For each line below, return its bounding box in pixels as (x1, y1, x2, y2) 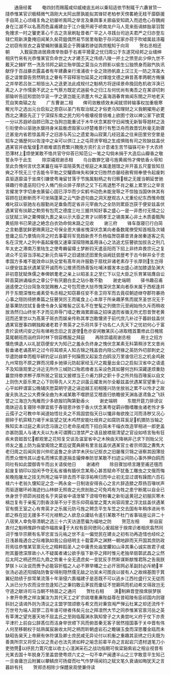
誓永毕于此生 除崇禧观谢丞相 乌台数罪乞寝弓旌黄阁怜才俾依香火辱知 (5, 157, 163, 162)
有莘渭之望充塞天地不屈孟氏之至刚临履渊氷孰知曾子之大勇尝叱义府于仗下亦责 (5, 614, 165, 619)
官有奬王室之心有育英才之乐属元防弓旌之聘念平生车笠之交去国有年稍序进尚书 (5, 505, 165, 512)
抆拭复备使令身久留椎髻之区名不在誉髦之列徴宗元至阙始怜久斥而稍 (22, 302, 160, 309)
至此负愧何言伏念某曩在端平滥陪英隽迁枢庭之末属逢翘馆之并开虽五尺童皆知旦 (5, 163, 165, 169)
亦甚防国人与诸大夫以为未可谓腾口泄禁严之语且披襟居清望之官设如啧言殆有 (5, 429, 160, 435)
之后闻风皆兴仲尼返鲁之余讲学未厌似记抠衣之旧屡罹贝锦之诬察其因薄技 (18, 449, 165, 454)
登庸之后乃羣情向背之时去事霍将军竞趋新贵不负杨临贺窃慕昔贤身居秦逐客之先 (5, 233, 165, 239)
